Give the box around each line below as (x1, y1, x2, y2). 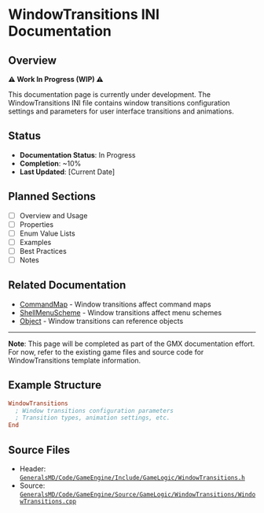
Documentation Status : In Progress (19, 150, 136, 159)
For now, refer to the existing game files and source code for (8, 347, 204, 356)
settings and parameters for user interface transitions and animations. (8, 106, 234, 116)
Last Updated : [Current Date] (19, 167, 115, 177)
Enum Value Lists (19, 229, 76, 238)
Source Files (8, 443, 71, 456)
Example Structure (8, 378, 102, 392)
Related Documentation (8, 278, 126, 292)
